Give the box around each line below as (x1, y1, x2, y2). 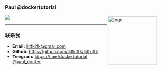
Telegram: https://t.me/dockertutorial (12, 54, 88, 59)
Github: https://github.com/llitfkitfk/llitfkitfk (12, 48, 98, 54)
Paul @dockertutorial (5, 4, 56, 11)
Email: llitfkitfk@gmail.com (12, 43, 66, 49)
